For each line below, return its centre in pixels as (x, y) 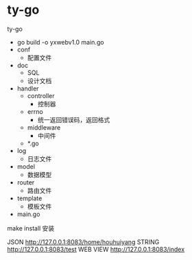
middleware (44, 127)
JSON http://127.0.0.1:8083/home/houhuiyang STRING (83, 241)
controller (41, 95)
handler (28, 88)
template (29, 198)
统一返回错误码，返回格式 (74, 119)
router (26, 182)
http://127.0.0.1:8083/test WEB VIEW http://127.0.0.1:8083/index (96, 249)
